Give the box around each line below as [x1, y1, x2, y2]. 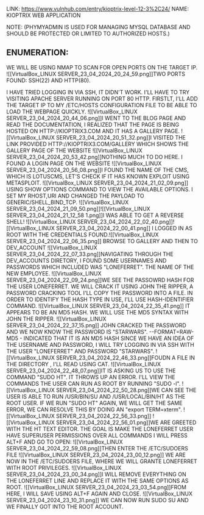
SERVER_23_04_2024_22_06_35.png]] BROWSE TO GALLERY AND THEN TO [6, 237, 198, 244]
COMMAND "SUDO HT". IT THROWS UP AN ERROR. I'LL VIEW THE [6, 373, 175, 380]
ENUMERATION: [6, 48, 69, 58]
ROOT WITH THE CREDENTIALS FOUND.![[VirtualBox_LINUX [6, 231, 159, 238]
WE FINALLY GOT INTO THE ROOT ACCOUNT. [6, 503, 124, 510]
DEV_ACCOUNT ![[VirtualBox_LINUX [6, 244, 97, 251]
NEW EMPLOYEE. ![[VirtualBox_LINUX [6, 269, 102, 277]
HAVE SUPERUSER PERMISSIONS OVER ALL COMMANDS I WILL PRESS [6, 432, 188, 439]
